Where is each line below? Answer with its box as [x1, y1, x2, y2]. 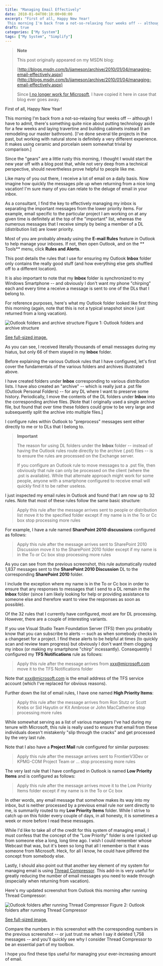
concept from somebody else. [5, 853, 65, 859]
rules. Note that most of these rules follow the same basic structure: [5, 497, 141, 503]
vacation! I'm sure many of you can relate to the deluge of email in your [5, 186, 147, 192]
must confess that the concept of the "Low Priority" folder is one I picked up [5, 832, 158, 838]
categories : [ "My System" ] [5, 30, 60, 35]
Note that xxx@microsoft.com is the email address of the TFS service [5, 675, 144, 681]
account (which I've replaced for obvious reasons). [5, 680, 107, 686]
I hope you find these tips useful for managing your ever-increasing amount [5, 951, 156, 957]
